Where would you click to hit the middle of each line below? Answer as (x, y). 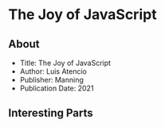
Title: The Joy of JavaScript (65, 63)
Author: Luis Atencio (53, 71)
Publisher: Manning (51, 80)
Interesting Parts (51, 113)
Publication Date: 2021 (57, 88)
